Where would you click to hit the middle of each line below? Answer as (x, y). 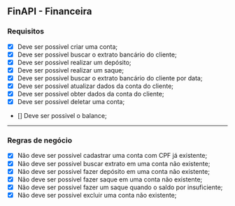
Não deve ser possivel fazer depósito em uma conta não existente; (113, 171)
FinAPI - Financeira (50, 12)
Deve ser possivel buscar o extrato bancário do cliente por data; (110, 78)
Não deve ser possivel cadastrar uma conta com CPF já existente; (112, 156)
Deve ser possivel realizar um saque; (71, 70)
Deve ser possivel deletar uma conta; (71, 102)
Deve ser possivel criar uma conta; (67, 46)
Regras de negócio (40, 140)
